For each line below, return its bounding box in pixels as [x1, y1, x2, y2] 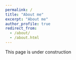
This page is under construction [5, 48, 71, 55]
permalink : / [5, 7, 33, 12]
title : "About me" [5, 12, 44, 17]
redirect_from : [5, 26, 37, 31]
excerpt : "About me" [5, 16, 49, 21]
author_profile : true [5, 21, 51, 26]
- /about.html [10, 35, 39, 40]
